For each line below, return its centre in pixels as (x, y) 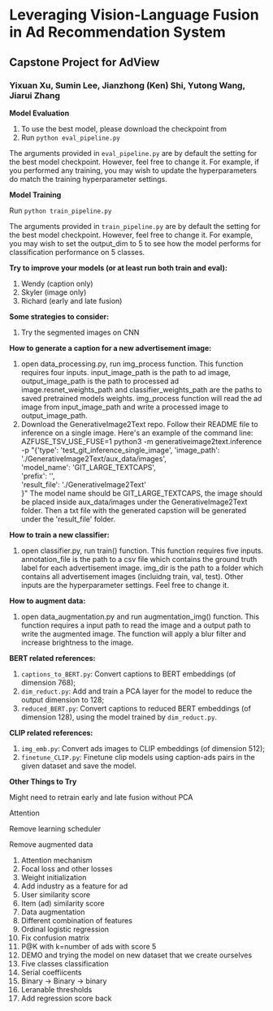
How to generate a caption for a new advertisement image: (110, 348)
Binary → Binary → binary (64, 981)
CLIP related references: (51, 732)
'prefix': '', (38, 476)
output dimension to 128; (63, 699)
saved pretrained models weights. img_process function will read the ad (141, 398)
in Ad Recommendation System (117, 32)
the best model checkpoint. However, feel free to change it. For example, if (134, 162)
